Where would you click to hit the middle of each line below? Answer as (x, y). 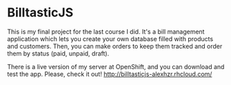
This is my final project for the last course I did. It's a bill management (106, 32)
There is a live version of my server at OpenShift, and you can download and (116, 66)
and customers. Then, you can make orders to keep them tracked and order (115, 46)
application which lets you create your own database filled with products (110, 38)
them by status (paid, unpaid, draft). (58, 53)
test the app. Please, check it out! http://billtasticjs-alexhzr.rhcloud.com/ (110, 74)
